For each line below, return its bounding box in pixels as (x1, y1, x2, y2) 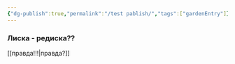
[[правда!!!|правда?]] (7, 49, 70, 57)
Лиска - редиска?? (7, 33, 76, 42)
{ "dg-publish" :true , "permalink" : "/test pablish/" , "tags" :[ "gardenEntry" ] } (7, 10, 230, 17)
